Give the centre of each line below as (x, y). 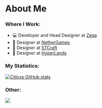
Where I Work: (23, 24)
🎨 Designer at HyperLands (40, 53)
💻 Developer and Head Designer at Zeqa (54, 35)
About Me (26, 9)
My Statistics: (22, 66)
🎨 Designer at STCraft (35, 48)
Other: (13, 90)
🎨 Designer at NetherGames (41, 42)
